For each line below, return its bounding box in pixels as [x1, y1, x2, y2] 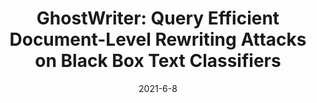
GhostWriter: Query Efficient [36, 7, 280, 30]
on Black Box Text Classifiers [34, 50, 282, 72]
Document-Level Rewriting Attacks [9, 28, 307, 51]
